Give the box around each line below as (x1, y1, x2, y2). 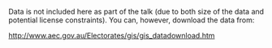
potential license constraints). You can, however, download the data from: (8, 15, 255, 25)
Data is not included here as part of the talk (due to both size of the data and (8, 7, 265, 16)
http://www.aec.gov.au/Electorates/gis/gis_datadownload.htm (8, 31, 215, 40)
